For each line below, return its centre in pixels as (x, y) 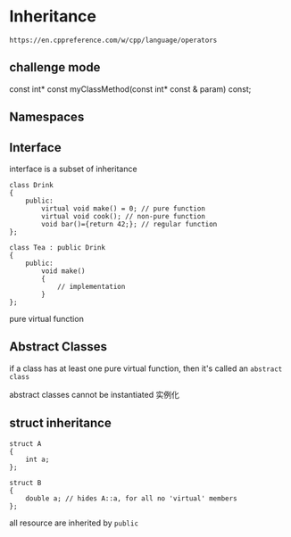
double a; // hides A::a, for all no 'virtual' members (132, 498)
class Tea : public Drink (57, 247)
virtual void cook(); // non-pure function (123, 216)
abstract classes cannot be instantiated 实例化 (95, 394)
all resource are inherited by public (74, 523)
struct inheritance (60, 423)
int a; (37, 459)
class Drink (31, 185)
